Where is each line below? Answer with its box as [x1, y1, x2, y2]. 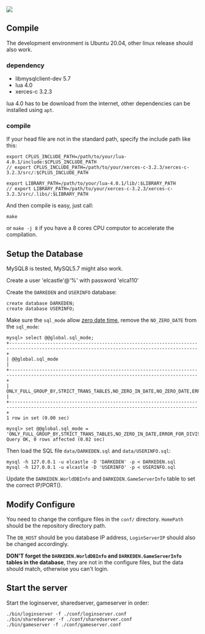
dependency [6, 61, 45, 70]
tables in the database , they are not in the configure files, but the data [6, 559, 184, 566]
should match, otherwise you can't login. [6, 566, 109, 573]
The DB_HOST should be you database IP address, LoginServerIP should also [6, 534, 196, 541]
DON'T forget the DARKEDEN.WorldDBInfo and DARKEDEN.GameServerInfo [6, 552, 182, 559]
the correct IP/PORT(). [6, 482, 63, 489]
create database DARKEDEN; [6, 300, 75, 307]
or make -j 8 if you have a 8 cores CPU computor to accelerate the [6, 224, 174, 232]
